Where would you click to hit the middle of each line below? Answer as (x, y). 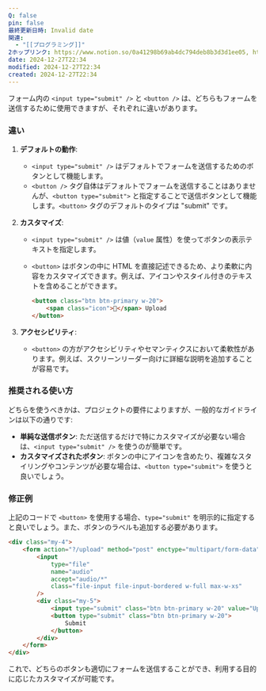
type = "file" (70, 564)
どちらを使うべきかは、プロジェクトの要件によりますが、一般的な (116, 410)
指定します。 (80, 249)
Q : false (23, 15)
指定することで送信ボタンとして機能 (198, 196)
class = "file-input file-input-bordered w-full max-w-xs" (146, 586)
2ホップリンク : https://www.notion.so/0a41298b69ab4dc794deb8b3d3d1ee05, (129, 52)
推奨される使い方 (41, 391)
